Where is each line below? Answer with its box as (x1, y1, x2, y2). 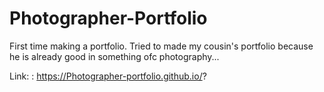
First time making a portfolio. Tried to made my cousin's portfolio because (9, 40, 314, 52)
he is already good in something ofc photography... (9, 50, 220, 62)
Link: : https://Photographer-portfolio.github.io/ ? (9, 70, 207, 82)
